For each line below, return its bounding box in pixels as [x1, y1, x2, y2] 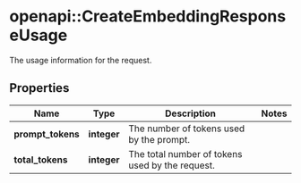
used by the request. [128, 159, 215, 171]
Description [165, 107, 217, 120]
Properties [9, 80, 70, 96]
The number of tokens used [128, 122, 245, 135]
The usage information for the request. [9, 54, 152, 65]
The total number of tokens [128, 147, 243, 160]
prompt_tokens [13, 128, 81, 140]
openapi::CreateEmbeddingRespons [9, 6, 287, 27]
